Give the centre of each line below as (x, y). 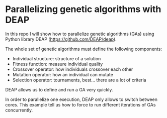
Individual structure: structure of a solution (57, 58)
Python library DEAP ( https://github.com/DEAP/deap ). (61, 39)
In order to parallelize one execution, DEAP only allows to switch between (81, 99)
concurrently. (19, 110)
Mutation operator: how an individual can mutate (63, 74)
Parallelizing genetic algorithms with (83, 9)
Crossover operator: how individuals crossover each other (73, 69)
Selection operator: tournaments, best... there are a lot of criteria (79, 80)
